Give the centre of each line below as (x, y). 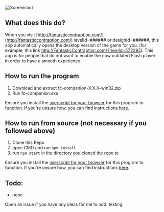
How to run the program (42, 76)
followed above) (30, 131)
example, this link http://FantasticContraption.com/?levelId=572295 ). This (79, 50)
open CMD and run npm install (44, 148)
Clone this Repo (28, 142)
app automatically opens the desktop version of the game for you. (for (76, 45)
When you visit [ (22, 35)
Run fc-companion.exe (35, 93)
